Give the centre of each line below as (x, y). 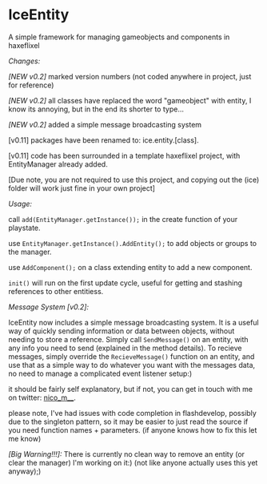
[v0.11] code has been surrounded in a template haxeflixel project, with (124, 155)
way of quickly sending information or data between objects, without (122, 331)
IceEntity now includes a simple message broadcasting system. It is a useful (133, 322)
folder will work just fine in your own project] (82, 188)
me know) (25, 438)
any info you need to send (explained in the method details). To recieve (125, 348)
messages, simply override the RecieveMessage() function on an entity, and (132, 356)
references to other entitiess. (56, 291)
